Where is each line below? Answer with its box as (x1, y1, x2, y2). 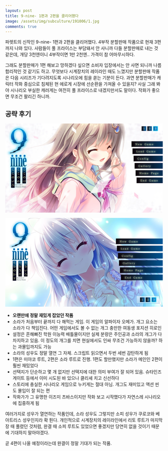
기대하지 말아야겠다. (10, 429, 49, 436)
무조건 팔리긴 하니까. (10, 93, 51, 100)
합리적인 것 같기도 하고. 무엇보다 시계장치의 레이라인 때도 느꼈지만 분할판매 (5, 68, 151, 75)
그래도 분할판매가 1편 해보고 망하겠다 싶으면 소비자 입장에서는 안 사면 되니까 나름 (5, 62, 161, 68)
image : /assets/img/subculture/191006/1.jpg (5, 19, 99, 24)
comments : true (5, 24, 37, 29)
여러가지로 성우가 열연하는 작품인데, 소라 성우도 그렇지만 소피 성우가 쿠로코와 (5, 411, 155, 417)
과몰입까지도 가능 (17, 344, 51, 350)
